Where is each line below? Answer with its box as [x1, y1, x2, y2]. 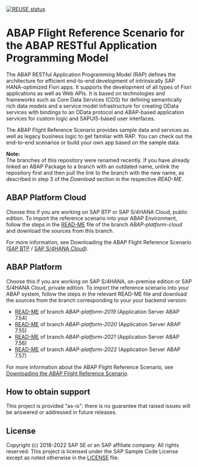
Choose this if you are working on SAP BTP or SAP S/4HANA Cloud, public [6, 208, 188, 215]
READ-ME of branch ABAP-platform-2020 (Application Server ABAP [14, 320, 181, 327]
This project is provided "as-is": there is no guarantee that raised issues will [6, 403, 191, 410]
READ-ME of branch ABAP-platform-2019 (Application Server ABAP [14, 308, 180, 315]
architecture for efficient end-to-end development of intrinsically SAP [6, 77, 176, 84]
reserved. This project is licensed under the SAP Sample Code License [6, 448, 178, 455]
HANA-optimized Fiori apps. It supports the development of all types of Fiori [6, 83, 192, 90]
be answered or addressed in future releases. [6, 408, 117, 416]
